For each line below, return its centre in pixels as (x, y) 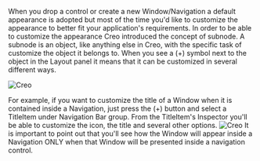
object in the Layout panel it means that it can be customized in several (123, 61)
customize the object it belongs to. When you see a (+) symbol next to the (127, 53)
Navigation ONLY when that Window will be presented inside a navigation (126, 142)
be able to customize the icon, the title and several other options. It (128, 125)
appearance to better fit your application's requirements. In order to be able (130, 28)
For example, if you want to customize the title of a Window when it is (120, 100)
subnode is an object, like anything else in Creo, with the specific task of (125, 45)
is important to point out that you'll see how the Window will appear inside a (130, 134)
